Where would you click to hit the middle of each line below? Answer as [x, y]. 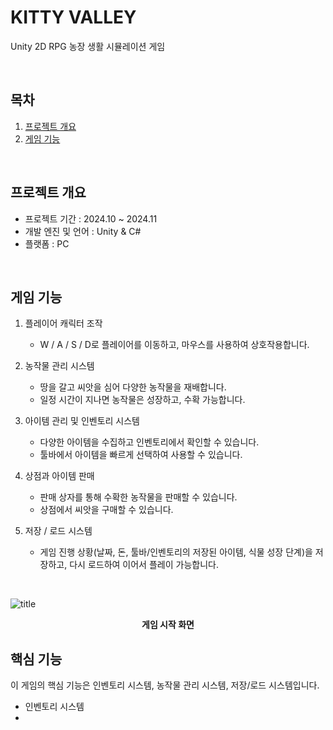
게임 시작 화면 [168, 625]
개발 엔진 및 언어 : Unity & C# [83, 231]
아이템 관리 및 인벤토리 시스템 [82, 421]
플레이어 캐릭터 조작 [63, 323]
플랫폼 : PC [47, 243]
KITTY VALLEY [73, 17]
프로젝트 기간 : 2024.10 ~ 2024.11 [91, 218]
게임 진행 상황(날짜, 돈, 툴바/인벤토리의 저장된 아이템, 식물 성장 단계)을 [176, 552]
